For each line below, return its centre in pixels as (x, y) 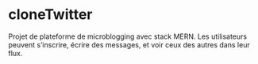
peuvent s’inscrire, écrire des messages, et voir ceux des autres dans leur (129, 44)
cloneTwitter (50, 15)
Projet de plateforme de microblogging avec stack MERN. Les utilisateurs (128, 36)
